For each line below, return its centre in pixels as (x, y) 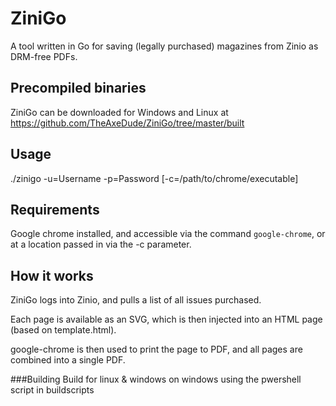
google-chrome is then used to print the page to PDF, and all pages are (156, 349)
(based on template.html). (63, 330)
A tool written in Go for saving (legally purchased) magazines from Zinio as (164, 46)
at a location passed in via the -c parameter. (101, 244)
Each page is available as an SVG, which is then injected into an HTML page (166, 319)
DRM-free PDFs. (44, 56)
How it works (52, 275)
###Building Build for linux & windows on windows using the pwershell (156, 379)
